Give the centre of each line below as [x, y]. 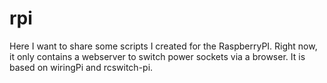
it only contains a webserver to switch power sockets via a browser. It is [157, 56]
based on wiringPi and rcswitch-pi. [81, 67]
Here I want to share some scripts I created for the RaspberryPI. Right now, [163, 46]
